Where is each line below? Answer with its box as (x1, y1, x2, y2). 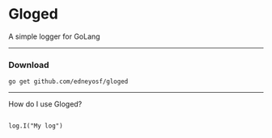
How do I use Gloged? (8, 99, 83, 109)
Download (8, 59, 50, 70)
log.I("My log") (8, 122, 63, 130)
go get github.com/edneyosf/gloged (8, 77, 129, 86)
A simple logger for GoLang (8, 31, 100, 41)
